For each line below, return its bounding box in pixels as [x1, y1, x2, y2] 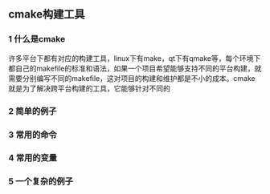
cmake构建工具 [8, 7, 85, 22]
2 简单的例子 [8, 105, 57, 116]
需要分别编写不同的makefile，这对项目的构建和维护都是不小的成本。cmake [8, 73, 256, 83]
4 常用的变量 [8, 152, 58, 164]
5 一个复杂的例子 [8, 176, 74, 187]
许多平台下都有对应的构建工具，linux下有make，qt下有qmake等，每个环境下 [8, 53, 261, 63]
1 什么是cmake [8, 34, 66, 45]
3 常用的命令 [8, 129, 58, 140]
